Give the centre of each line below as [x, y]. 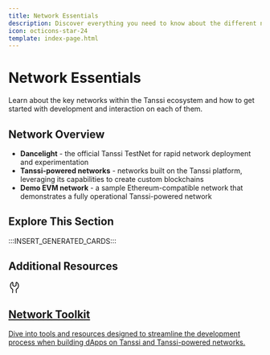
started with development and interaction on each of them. [106, 109]
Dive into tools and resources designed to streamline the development [125, 334]
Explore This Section [61, 222]
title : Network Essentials [53, 16]
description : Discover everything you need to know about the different [133, 23]
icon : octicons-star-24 [48, 31]
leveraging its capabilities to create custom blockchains [112, 179]
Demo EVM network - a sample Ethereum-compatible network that [131, 188]
